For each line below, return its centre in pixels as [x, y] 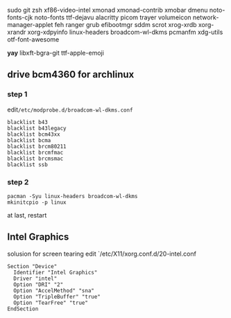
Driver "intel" [35, 279]
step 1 [17, 94]
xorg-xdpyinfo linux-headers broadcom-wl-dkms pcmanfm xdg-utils [125, 32]
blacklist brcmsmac [35, 159]
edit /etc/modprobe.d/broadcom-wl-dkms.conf [70, 109]
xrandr [17, 32]
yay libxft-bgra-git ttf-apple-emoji [55, 53]
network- [206, 17]
